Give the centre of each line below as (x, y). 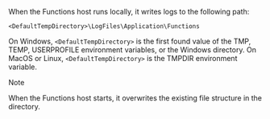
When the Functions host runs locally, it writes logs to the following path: (129, 12)
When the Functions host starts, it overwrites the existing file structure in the (135, 98)
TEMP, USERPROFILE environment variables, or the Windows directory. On (132, 50)
